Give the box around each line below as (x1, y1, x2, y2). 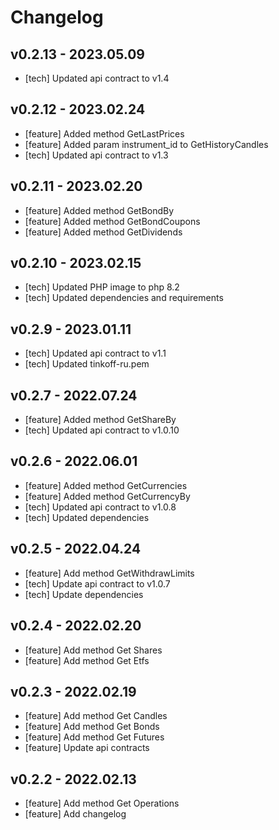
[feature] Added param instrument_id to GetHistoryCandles (24, 138, 269, 150)
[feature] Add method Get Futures (24, 731, 165, 743)
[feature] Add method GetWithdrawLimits (24, 567, 195, 579)
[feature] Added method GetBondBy (24, 204, 175, 216)
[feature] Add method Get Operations (24, 797, 180, 810)
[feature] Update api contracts (24, 742, 150, 754)
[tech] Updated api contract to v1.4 (24, 72, 170, 84)
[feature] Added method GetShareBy (24, 414, 177, 426)
